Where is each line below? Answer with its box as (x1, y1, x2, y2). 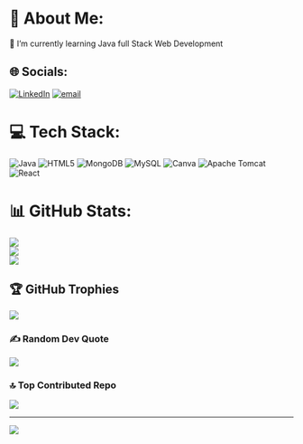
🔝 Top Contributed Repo (9, 379, 117, 392)
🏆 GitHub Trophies (9, 282, 120, 298)
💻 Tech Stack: (9, 121, 121, 142)
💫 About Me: (9, 8, 105, 29)
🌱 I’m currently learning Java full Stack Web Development (9, 38, 224, 49)
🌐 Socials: (9, 64, 69, 80)
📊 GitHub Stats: (9, 201, 133, 221)
